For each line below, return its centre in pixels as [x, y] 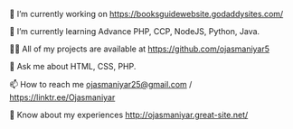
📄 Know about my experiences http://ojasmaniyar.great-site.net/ [129, 115]
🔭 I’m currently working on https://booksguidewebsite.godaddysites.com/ [146, 14]
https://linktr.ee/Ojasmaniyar [62, 97]
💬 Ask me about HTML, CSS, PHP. [73, 66]
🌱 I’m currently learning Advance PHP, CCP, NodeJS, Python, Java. [135, 31]
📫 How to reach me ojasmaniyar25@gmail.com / [101, 84]
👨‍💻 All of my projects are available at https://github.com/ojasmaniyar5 [139, 49]
